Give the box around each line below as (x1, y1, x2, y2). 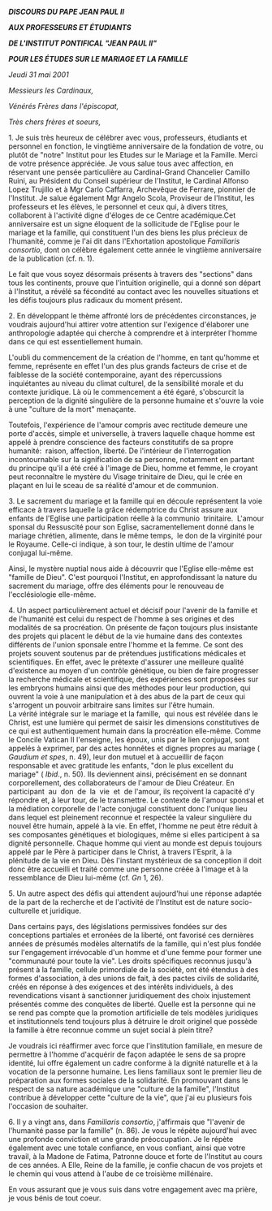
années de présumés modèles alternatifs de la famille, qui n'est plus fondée (8, 939, 261, 949)
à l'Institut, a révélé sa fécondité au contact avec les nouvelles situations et (8, 287, 259, 296)
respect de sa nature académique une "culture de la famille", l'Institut (8, 1084, 240, 1093)
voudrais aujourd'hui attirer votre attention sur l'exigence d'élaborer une (8, 320, 249, 329)
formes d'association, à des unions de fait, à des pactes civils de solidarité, (8, 974, 260, 983)
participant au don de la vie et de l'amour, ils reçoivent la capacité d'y (8, 787, 255, 796)
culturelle (8, 906, 40, 915)
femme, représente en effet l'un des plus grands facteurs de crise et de (8, 361, 248, 370)
